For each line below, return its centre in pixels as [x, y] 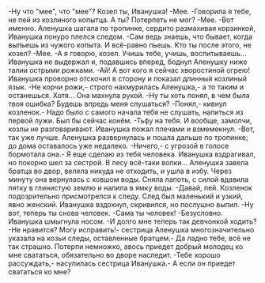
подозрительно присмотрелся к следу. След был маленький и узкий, [126, 196]
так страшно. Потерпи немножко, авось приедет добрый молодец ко [126, 247]
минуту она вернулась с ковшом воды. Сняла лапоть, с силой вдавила [129, 179]
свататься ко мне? [40, 272]
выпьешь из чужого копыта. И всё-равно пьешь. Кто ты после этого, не [130, 45]
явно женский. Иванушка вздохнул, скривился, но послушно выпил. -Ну [131, 204]
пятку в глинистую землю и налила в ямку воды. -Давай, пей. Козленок [131, 188]
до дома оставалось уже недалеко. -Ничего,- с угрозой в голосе [119, 146]
